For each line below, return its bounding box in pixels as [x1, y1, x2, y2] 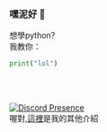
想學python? [9, 30, 56, 41]
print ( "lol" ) [9, 59, 58, 68]
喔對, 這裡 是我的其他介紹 [9, 113, 99, 124]
